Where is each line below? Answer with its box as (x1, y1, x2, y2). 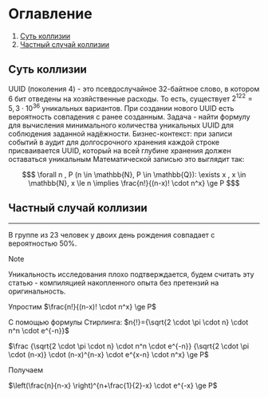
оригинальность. (8, 286, 66, 296)
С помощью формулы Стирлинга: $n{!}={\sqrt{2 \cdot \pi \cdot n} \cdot (8, 317, 249, 327)
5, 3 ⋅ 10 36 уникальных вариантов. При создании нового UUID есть (8, 102, 235, 113)
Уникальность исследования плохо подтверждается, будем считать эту (8, 269, 254, 279)
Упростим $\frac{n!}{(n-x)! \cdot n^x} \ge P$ (8, 301, 157, 311)
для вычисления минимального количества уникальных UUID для (8, 120, 234, 130)
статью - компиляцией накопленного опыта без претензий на (8, 278, 219, 287)
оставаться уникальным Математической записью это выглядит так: (8, 155, 245, 164)
